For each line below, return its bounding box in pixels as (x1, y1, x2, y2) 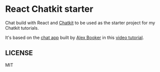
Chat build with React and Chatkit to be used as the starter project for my (5, 20, 156, 26)
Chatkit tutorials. (5, 25, 39, 31)
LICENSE (5, 49, 33, 57)
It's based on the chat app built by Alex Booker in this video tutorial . (5, 35, 144, 40)
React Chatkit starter (5, 3, 94, 15)
